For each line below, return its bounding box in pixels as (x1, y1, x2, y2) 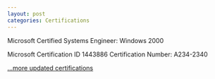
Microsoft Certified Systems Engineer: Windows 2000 (7, 36, 164, 44)
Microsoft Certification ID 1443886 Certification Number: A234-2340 (7, 50, 208, 59)
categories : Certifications (7, 17, 90, 24)
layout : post (7, 10, 46, 18)
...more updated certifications (7, 63, 94, 72)
